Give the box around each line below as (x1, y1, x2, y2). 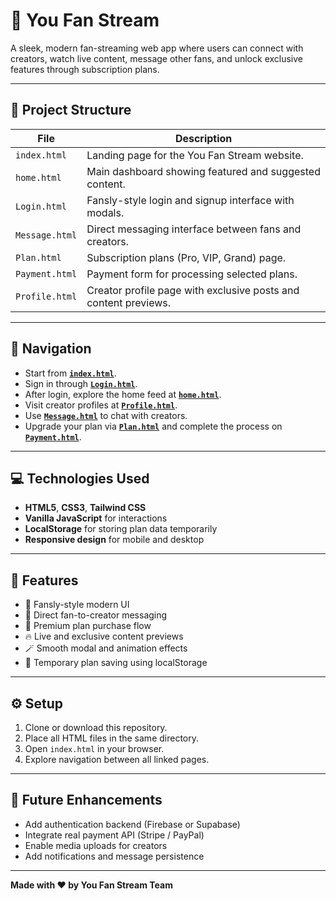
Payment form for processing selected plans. (86, 267, 298, 281)
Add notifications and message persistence (24, 850, 205, 862)
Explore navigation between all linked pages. (24, 754, 210, 765)
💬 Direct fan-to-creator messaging (24, 609, 168, 621)
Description (174, 131, 233, 145)
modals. (86, 205, 125, 219)
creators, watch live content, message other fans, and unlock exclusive (10, 52, 304, 64)
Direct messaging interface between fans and (86, 222, 302, 236)
